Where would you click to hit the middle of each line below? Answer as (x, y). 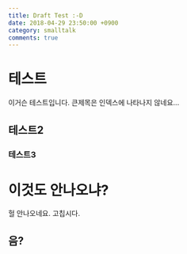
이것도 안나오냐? (59, 190)
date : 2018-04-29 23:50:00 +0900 (63, 23)
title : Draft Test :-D (46, 15)
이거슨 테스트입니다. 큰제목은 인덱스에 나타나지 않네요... (94, 103)
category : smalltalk (42, 30)
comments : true (33, 38)
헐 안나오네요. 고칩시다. (44, 214)
